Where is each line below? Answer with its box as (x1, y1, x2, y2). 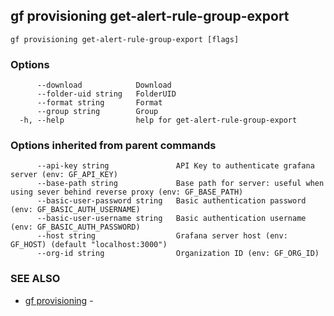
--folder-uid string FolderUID (36, 89, 177, 99)
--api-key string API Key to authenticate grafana (36, 161, 315, 171)
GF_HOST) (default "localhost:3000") (10, 240, 168, 250)
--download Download (36, 80, 172, 91)
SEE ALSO (10, 272, 61, 286)
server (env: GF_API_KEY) (10, 170, 118, 180)
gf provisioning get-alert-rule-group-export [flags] (10, 34, 240, 44)
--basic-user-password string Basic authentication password (36, 196, 307, 206)
